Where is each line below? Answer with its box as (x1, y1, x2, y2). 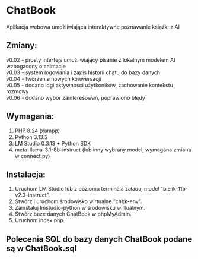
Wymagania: (6, 111, 55, 122)
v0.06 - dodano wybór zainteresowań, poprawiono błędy (6, 94, 145, 101)
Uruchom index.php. (14, 217, 65, 224)
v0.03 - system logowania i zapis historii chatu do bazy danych (6, 69, 161, 76)
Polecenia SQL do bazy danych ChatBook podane (6, 234, 193, 244)
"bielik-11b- (160, 185, 189, 192)
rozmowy (6, 87, 29, 95)
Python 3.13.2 (14, 133, 49, 140)
